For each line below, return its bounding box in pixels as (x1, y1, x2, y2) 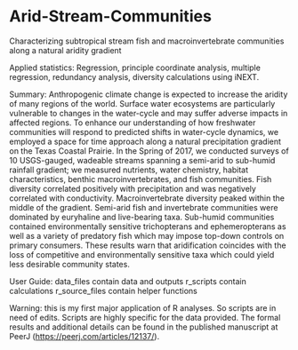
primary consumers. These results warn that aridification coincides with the (9, 240, 286, 251)
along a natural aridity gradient (9, 44, 122, 55)
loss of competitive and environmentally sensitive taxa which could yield (9, 249, 275, 259)
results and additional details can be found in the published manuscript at (9, 322, 278, 332)
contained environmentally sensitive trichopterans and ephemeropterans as (9, 220, 286, 232)
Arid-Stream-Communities (9, 6, 212, 27)
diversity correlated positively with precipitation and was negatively (9, 183, 256, 194)
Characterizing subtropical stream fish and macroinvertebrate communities (9, 36, 285, 46)
